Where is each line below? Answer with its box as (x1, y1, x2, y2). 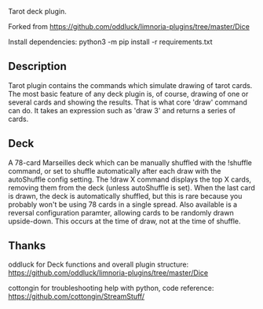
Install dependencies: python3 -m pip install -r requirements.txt (8, 37, 214, 46)
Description (8, 60, 67, 73)
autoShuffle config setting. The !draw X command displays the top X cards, (8, 175, 252, 184)
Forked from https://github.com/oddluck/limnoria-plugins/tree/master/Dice (8, 22, 250, 31)
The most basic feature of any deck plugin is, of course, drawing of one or (8, 89, 249, 98)
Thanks (8, 239, 46, 252)
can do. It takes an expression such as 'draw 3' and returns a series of (8, 105, 236, 115)
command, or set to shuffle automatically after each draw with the (8, 166, 221, 175)
